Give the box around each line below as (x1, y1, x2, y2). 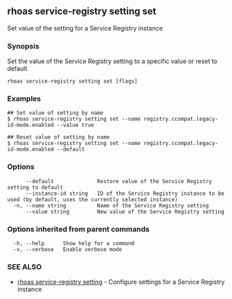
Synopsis (7, 41, 39, 51)
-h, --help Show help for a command (13, 240, 135, 247)
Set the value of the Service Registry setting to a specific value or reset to (7, 57, 218, 65)
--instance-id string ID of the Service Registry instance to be (25, 190, 225, 197)
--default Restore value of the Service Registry (25, 178, 213, 185)
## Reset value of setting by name (7, 134, 110, 141)
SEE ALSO (7, 262, 42, 271)
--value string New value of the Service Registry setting (25, 208, 225, 215)
